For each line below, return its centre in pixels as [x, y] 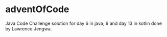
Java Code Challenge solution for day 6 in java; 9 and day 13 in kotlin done [84, 23]
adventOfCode [37, 9]
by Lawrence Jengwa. [29, 28]
